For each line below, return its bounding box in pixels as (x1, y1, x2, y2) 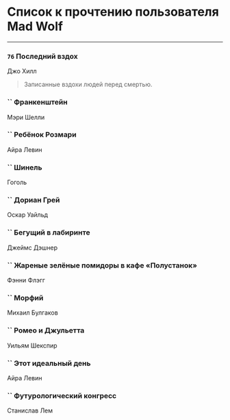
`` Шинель (7, 162, 42, 172)
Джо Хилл (7, 67, 37, 75)
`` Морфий (7, 293, 44, 302)
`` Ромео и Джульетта (7, 326, 85, 335)
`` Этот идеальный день (7, 358, 91, 368)
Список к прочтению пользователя (7, 4, 219, 20)
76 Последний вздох (7, 51, 78, 61)
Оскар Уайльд (7, 211, 49, 219)
